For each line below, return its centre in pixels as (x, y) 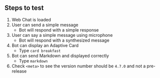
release (19, 71)
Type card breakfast (40, 50)
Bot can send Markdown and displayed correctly (60, 56)
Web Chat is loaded (31, 19)
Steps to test (24, 8)
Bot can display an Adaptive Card (45, 45)
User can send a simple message (45, 25)
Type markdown (33, 61)
